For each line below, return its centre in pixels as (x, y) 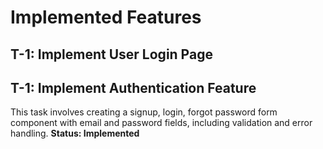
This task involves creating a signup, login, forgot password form (144, 112)
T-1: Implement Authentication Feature (133, 87)
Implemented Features (106, 17)
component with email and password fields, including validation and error (161, 123)
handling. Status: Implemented (75, 133)
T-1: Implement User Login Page (111, 54)
